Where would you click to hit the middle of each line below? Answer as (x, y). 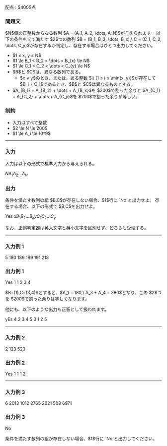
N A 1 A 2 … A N (17, 174)
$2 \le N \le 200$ (30, 128)
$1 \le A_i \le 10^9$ (32, 133)
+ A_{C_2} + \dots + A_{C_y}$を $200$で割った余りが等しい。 (76, 97)
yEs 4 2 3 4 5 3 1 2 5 (26, 319)
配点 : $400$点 (21, 7)
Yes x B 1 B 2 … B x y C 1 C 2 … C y (31, 217)
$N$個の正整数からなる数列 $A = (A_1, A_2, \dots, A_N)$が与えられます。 (80, 33)
